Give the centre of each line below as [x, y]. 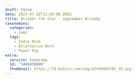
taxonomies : [17, 23]
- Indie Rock [27, 42]
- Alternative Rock [34, 46]
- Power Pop [26, 51]
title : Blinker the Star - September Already [53, 19]
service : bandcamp [29, 60]
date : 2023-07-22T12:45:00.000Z [38, 14]
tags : [15, 37]
